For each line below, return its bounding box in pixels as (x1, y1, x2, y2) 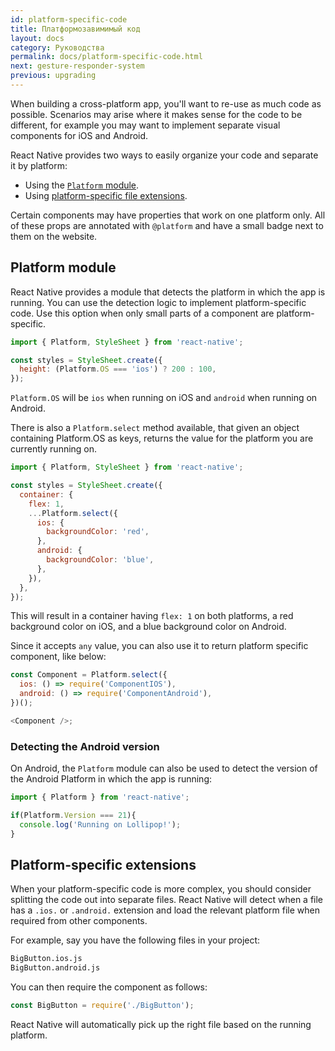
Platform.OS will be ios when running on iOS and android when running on (10, 392, 318, 404)
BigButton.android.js (10, 963, 101, 973)
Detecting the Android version (10, 739, 160, 753)
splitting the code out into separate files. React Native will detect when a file (10, 894, 324, 906)
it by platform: (10, 159, 68, 171)
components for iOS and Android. (10, 129, 149, 141)
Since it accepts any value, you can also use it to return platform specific (10, 640, 309, 652)
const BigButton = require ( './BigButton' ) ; (10, 1001, 195, 1011)
